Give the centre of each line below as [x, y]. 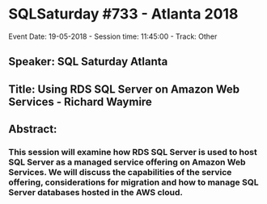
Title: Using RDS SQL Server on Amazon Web [124, 89]
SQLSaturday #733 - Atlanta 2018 [123, 14]
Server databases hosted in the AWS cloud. [96, 193]
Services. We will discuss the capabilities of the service [120, 173]
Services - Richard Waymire [80, 102]
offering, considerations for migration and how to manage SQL [133, 182]
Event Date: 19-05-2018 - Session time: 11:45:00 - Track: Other [113, 36]
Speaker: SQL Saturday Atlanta [88, 62]
